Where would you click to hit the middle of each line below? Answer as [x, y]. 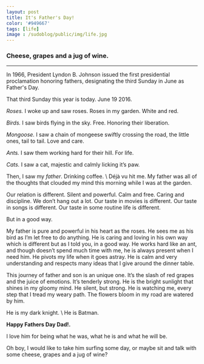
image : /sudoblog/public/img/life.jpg [57, 35]
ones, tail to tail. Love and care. [46, 141]
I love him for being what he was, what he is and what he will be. [87, 336]
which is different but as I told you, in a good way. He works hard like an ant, [102, 244]
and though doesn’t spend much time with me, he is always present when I [100, 250]
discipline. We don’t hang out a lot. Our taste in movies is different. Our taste [102, 201]
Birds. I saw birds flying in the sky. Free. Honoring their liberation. [88, 123]
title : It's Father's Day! [40, 18]
